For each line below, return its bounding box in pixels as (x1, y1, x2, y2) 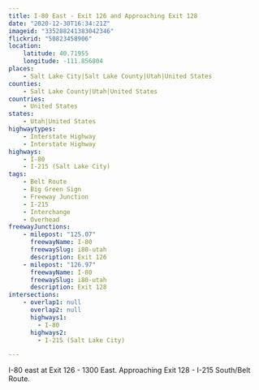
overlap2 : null (29, 306, 82, 314)
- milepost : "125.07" (23, 230, 96, 239)
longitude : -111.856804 (23, 58, 104, 66)
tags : (8, 170, 27, 178)
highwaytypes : (8, 125, 57, 133)
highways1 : (29, 313, 67, 321)
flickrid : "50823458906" (8, 34, 93, 43)
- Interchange (23, 208, 71, 216)
